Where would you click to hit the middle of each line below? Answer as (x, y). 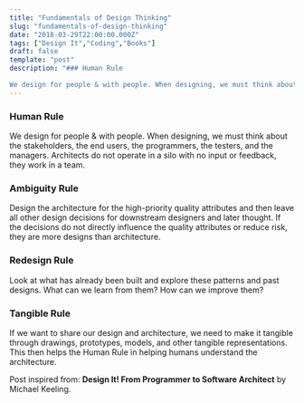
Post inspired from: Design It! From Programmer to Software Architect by (148, 379)
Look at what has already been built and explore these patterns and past (144, 280)
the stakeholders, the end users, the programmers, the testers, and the (142, 146)
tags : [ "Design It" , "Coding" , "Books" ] (82, 43)
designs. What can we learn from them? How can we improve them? (137, 290)
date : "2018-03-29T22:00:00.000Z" (75, 34)
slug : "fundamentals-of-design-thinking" (89, 26)
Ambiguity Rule (44, 188)
